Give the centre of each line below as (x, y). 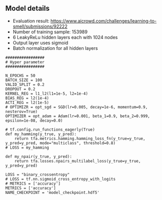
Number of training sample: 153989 (50, 32)
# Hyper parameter (25, 62)
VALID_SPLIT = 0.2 (25, 84)
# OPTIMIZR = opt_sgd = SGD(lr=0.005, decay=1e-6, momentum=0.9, (76, 107)
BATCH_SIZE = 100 (24, 80)
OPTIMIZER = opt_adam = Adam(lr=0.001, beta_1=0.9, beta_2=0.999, (78, 116)
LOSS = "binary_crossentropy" (38, 174)
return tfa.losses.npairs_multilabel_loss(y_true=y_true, (78, 161)
